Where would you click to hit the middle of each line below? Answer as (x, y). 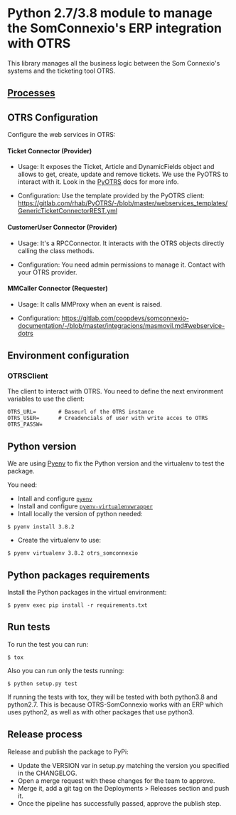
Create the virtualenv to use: (59, 540)
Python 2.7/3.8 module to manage (110, 13)
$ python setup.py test (43, 683)
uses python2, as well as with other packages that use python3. (101, 712)
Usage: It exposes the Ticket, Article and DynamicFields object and (116, 167)
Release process (45, 735)
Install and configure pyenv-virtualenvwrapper (85, 506)
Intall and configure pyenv (55, 499)
